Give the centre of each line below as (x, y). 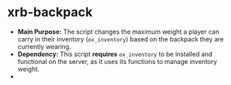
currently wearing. (44, 46)
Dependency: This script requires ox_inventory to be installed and (115, 54)
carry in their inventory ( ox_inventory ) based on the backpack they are (120, 39)
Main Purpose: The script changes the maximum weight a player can (118, 32)
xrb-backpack (50, 12)
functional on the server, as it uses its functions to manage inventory (117, 61)
